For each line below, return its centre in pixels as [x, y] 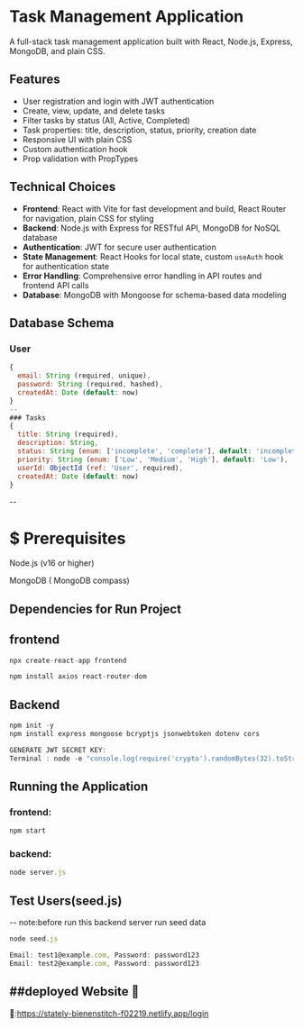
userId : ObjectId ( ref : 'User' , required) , [100, 468]
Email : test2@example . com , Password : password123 [105, 963]
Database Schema [62, 323]
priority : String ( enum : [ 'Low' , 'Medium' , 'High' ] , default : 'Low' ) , [153, 459]
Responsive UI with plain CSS [77, 139]
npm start [28, 831]
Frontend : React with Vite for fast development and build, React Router [154, 208]
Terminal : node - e [46, 759]
